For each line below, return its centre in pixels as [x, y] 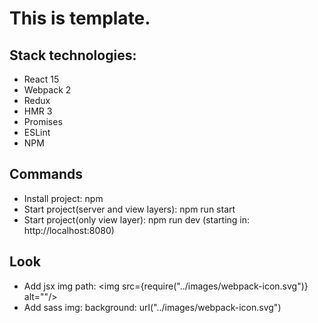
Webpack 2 [47, 90]
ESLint [37, 132]
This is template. [80, 18]
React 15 [41, 79]
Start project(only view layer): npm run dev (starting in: [137, 219]
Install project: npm [63, 198]
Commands [46, 174]
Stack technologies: [73, 55]
